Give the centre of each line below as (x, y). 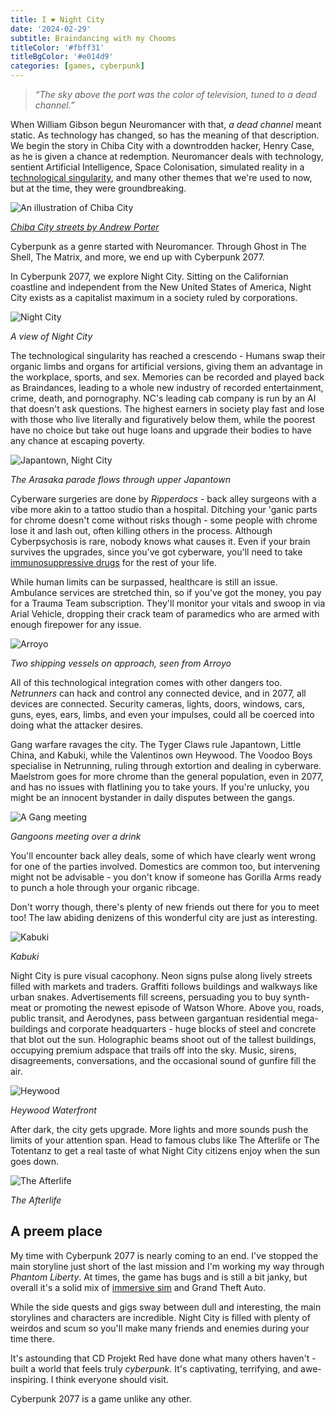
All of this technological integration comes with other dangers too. (146, 682)
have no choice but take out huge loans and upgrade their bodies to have (161, 430)
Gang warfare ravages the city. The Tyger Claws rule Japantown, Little (156, 744)
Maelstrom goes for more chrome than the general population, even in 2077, (167, 776)
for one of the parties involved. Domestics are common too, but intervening (165, 866)
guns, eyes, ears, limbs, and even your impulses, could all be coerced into (162, 714)
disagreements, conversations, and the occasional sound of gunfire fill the (163, 1060)
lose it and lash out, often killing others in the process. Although (141, 530)
